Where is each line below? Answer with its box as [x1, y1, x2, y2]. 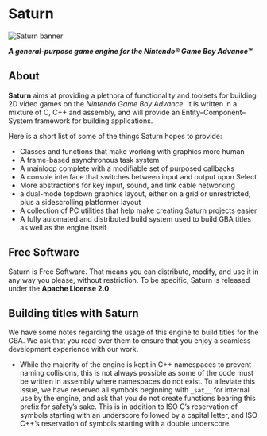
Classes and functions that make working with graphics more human [19, 146, 245, 156]
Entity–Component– [181, 107, 246, 117]
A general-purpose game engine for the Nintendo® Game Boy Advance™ [8, 46, 253, 56]
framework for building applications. [34, 116, 153, 125]
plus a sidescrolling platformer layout [19, 197, 141, 206]
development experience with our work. [8, 345, 139, 354]
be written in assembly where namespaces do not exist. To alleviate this [19, 376, 256, 386]
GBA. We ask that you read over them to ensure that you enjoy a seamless [8, 336, 251, 345]
